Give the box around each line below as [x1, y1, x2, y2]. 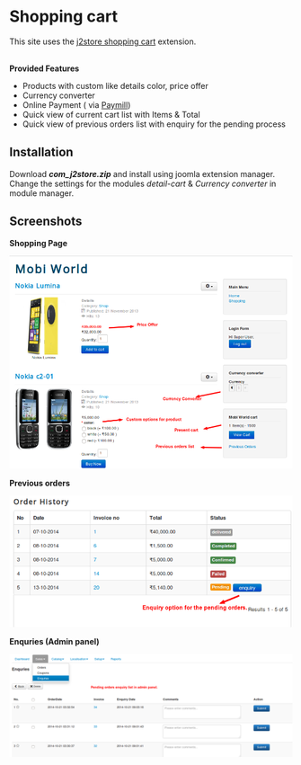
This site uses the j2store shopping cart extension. [9, 36, 197, 47]
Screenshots [9, 214, 83, 229]
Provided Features [9, 63, 80, 74]
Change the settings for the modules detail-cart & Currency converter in [9, 178, 277, 189]
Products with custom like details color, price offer [22, 80, 208, 91]
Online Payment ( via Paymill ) [22, 99, 131, 110]
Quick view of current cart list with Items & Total [22, 109, 200, 120]
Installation [9, 145, 74, 160]
